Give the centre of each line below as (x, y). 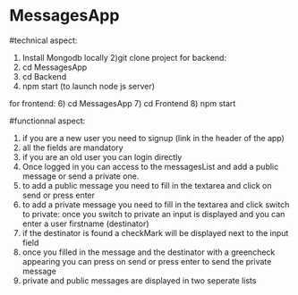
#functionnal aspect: (47, 121)
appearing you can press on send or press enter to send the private (147, 261)
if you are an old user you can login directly (102, 156)
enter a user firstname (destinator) (85, 223)
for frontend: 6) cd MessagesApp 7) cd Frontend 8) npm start (123, 103)
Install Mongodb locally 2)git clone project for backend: (124, 57)
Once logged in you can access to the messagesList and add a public (150, 166)
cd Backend (44, 76)
